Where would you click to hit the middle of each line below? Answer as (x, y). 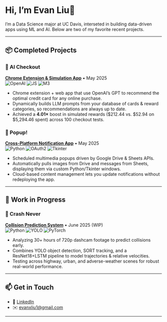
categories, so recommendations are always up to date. (69, 109)
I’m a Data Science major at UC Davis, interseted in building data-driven (79, 24)
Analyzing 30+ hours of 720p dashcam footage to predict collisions (81, 240)
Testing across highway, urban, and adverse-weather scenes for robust (86, 261)
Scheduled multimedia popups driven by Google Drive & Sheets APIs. (83, 158)
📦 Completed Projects (41, 50)
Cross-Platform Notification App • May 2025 (52, 143)
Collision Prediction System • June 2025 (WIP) (54, 225)
